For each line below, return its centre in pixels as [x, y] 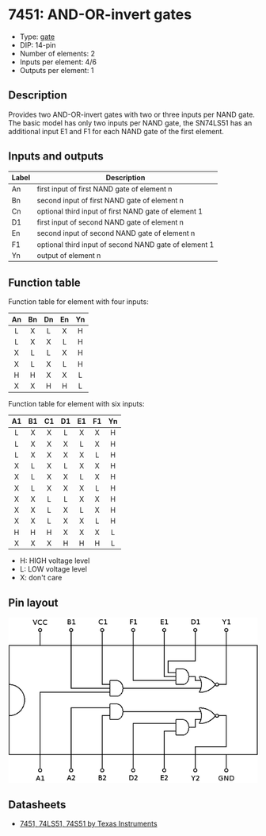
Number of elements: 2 [57, 53]
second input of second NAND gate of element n [116, 233]
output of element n [69, 255]
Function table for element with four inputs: [78, 302]
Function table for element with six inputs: [76, 403]
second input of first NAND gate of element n [110, 200]
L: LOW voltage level [53, 569]
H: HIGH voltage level [55, 561]
